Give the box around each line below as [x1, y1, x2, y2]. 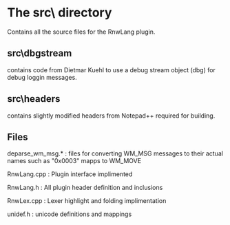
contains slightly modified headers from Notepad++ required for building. [7, 111, 216, 120]
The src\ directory [7, 5, 112, 21]
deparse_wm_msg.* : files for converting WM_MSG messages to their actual [7, 149, 224, 158]
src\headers [7, 93, 61, 105]
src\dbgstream [7, 47, 72, 59]
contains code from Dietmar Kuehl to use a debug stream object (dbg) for [7, 65, 216, 74]
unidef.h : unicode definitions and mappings [7, 210, 132, 218]
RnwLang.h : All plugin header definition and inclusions [7, 184, 163, 192]
